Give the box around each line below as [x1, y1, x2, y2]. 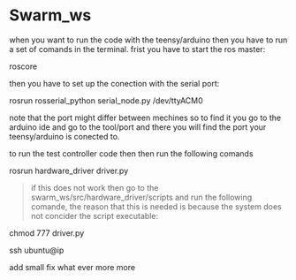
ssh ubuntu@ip [9, 245, 65, 255]
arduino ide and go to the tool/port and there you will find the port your [9, 121, 267, 132]
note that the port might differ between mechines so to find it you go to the [9, 112, 281, 123]
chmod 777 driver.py [9, 227, 85, 238]
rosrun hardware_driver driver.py [9, 165, 129, 176]
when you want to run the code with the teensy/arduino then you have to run [9, 34, 288, 45]
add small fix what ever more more [9, 261, 135, 272]
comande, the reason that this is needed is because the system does [30, 201, 282, 212]
